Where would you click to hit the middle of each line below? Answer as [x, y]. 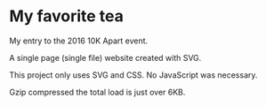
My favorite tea [67, 16]
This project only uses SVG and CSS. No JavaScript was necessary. [133, 75]
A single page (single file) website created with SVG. [105, 57]
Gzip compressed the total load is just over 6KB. [97, 92]
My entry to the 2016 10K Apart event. [79, 41]
